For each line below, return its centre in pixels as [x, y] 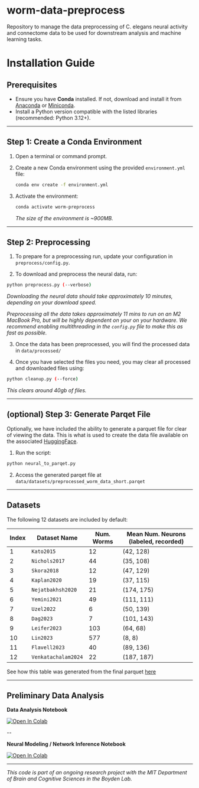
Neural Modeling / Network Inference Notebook [66, 744]
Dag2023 [42, 618]
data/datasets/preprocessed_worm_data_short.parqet [80, 481]
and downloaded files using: [50, 368]
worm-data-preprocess [66, 10]
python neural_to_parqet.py [41, 463]
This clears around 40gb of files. [47, 390]
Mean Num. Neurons [156, 534]
